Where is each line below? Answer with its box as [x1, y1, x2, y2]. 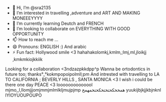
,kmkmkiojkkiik [12, 56, 43, 62]
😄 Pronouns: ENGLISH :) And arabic [12, 44, 87, 50]
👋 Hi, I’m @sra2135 [12, 5, 51, 10]
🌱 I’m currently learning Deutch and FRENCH [12, 20, 104, 26]
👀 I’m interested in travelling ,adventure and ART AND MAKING [12, 10, 140, 16]
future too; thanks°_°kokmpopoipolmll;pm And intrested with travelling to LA [5, 71, 160, 77]
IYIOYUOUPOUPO [5, 92, 42, 98]
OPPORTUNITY [12, 31, 44, 37]
